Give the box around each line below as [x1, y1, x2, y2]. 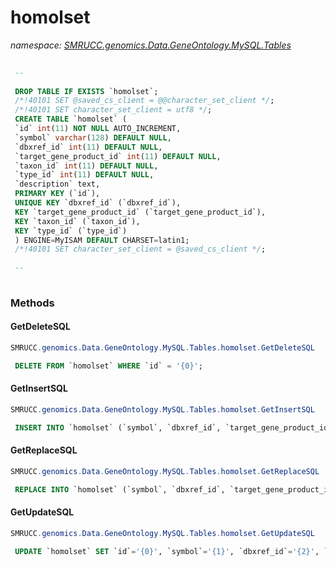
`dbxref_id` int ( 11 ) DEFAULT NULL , [14, 142, 163, 152]
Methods [10, 296, 55, 310]
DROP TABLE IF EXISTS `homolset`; [14, 86, 159, 96]
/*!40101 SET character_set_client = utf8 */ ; [14, 105, 213, 115]
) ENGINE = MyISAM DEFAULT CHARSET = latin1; [14, 235, 190, 245]
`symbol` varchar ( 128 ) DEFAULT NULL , [14, 132, 172, 143]
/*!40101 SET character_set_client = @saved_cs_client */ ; [14, 244, 267, 255]
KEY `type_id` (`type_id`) [14, 226, 128, 236]
